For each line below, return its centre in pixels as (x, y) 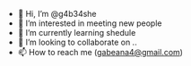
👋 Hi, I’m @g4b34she (57, 14)
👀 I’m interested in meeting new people (90, 23)
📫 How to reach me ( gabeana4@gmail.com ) (100, 52)
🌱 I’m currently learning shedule (77, 33)
